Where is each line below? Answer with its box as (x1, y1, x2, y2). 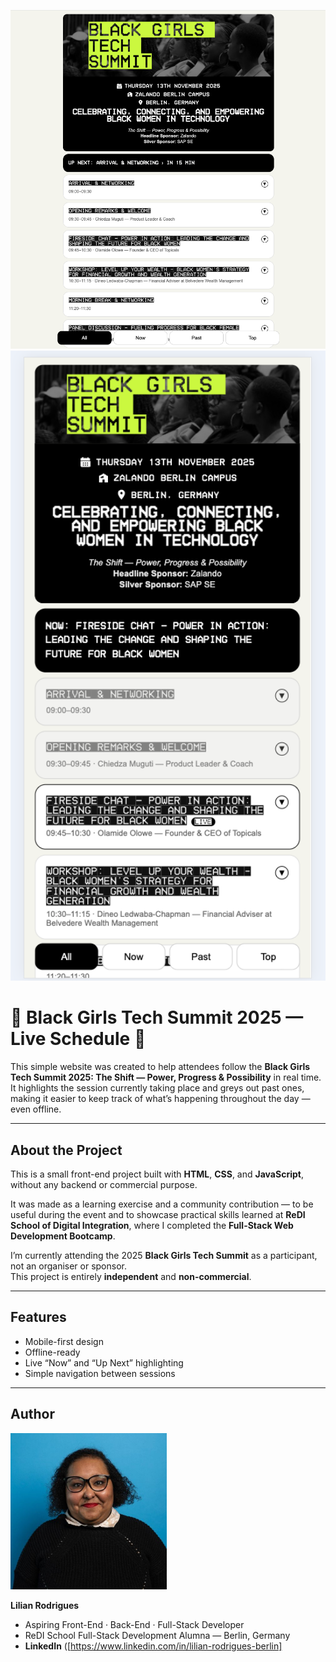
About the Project (10, 1141, 123, 1159)
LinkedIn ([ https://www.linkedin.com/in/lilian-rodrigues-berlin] (24, 1640, 283, 1652)
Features (10, 1309, 67, 1326)
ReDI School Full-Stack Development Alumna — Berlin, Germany (24, 1629, 291, 1641)
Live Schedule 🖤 (10, 1028, 147, 1050)
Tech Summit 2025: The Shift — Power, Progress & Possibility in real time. (10, 1071, 322, 1084)
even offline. (10, 1103, 62, 1115)
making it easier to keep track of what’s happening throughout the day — (10, 1093, 311, 1105)
